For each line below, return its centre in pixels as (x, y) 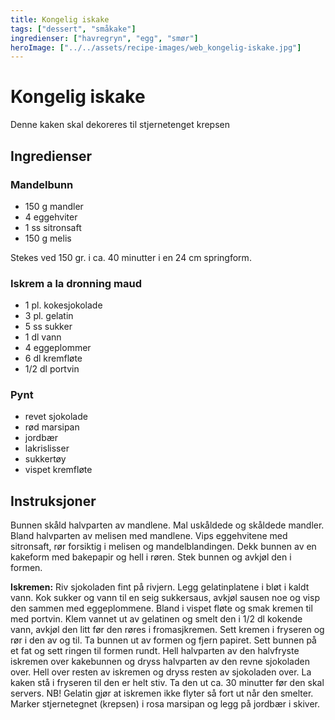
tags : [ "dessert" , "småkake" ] (73, 29)
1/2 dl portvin (52, 369)
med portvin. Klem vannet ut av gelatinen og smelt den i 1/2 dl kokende (156, 619)
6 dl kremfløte (53, 358)
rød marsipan (52, 427)
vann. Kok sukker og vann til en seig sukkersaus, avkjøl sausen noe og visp (165, 598)
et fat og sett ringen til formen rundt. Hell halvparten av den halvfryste (155, 651)
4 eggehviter (51, 217)
